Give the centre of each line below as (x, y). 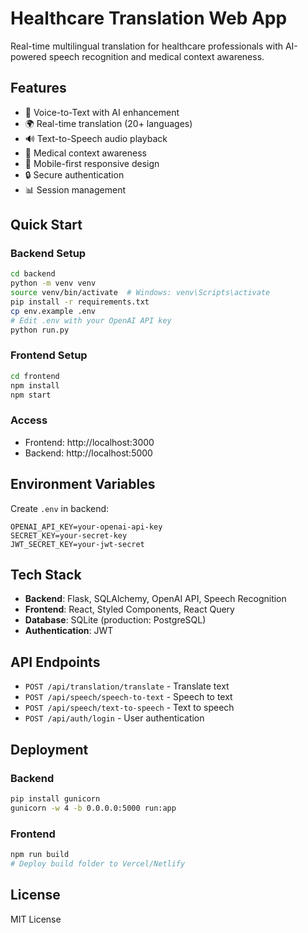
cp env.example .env (53, 311)
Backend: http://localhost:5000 (88, 453)
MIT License (36, 919)
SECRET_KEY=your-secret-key (69, 535)
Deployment (49, 749)
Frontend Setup (49, 355)
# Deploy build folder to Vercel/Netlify (98, 863)
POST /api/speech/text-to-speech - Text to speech (129, 708)
